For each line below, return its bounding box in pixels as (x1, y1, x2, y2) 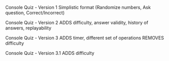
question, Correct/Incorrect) (5, 10, 65, 16)
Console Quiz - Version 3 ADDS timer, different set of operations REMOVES (5, 35, 164, 41)
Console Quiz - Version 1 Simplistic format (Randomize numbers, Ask (5, 5, 151, 10)
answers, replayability (5, 25, 52, 31)
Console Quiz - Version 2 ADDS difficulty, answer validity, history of (5, 20, 149, 25)
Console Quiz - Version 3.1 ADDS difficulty (5, 50, 95, 56)
